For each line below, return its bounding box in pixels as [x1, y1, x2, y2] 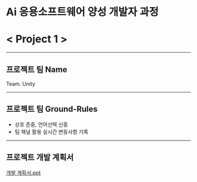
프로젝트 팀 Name [6, 64, 67, 74]
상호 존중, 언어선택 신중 [14, 121, 69, 128]
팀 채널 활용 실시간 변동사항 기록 [14, 128, 89, 135]
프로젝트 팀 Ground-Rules [6, 104, 98, 114]
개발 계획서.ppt [6, 169, 41, 176]
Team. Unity [6, 80, 36, 87]
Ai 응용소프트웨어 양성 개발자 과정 [6, 5, 159, 19]
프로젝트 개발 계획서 [6, 153, 74, 163]
